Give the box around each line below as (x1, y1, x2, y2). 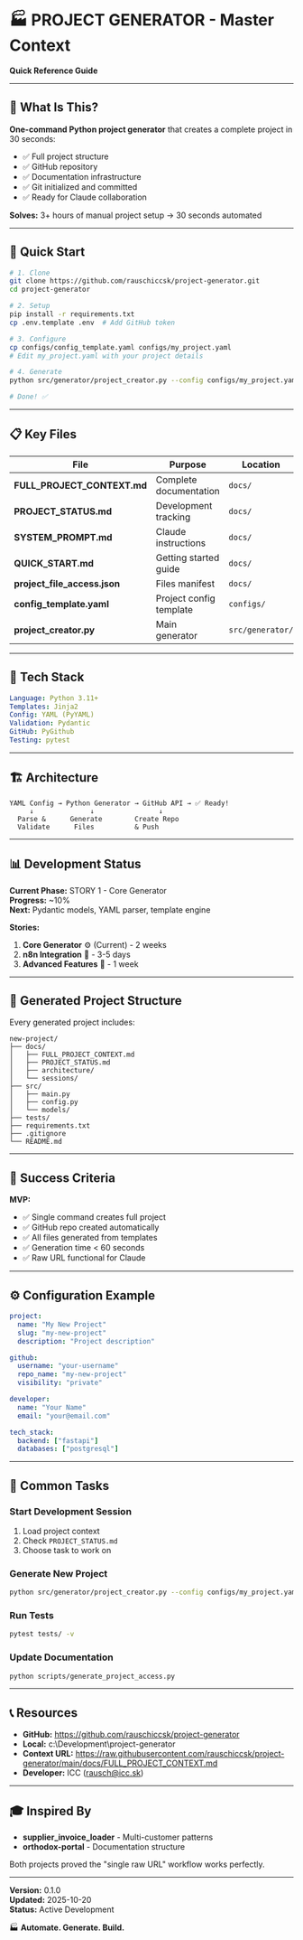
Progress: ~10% (9, 895, 70, 905)
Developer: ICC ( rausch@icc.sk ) (22, 1767, 144, 1778)
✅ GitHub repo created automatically (22, 1222, 160, 1232)
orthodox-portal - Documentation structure (22, 1842, 186, 1852)
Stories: (9, 922, 41, 933)
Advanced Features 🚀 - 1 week (22, 958, 139, 970)
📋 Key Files (9, 426, 78, 442)
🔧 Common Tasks (9, 1477, 110, 1494)
